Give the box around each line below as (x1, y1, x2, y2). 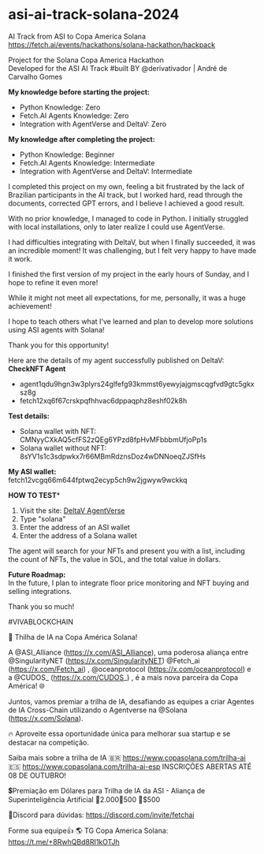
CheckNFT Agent (8, 364, 66, 373)
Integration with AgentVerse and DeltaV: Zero (19, 119, 167, 128)
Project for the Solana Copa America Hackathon (8, 55, 164, 65)
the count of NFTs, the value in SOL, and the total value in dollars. (8, 554, 221, 564)
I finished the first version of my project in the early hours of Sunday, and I (8, 269, 250, 279)
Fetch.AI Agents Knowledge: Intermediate (19, 158, 155, 167)
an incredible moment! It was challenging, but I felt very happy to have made (8, 246, 257, 255)
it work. (8, 254, 33, 263)
